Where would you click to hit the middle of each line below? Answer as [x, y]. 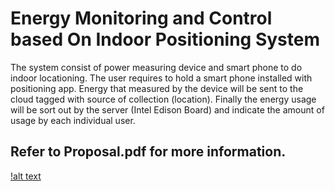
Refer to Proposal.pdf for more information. [148, 152]
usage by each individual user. [73, 120]
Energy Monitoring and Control [141, 18]
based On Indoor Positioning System [165, 39]
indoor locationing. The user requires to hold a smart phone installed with [161, 78]
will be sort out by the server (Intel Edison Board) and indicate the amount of [167, 109]
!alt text [26, 176]
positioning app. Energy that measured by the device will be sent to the [157, 88]
